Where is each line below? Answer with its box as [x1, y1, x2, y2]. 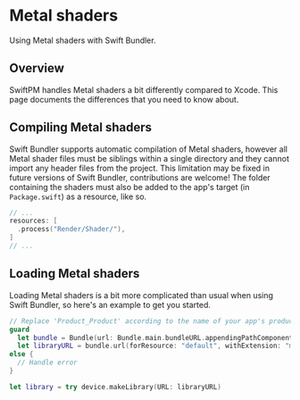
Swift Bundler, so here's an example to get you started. [9, 299, 212, 310]
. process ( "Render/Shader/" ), [17, 225, 126, 234]
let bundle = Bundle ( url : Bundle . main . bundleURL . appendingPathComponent [17, 333, 294, 342]
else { [9, 350, 34, 359]
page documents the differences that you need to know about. [9, 94, 239, 104]
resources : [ [9, 216, 58, 226]
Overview [9, 61, 65, 76]
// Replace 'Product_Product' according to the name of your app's [9, 316, 266, 326]
